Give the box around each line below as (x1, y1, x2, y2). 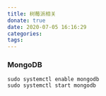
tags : (7, 37, 23, 44)
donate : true (7, 17, 46, 24)
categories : (7, 30, 42, 37)
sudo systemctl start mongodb (7, 82, 97, 89)
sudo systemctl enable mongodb (7, 76, 100, 83)
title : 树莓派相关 (7, 10, 57, 18)
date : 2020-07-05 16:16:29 (7, 23, 87, 30)
